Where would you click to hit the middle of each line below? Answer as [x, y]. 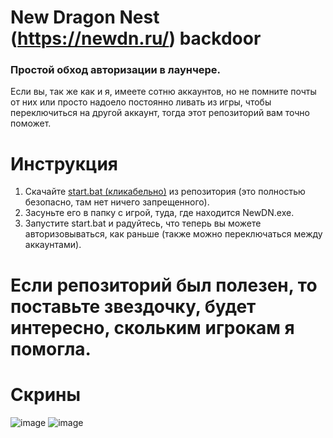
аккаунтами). [53, 245]
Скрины [46, 394]
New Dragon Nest [85, 17]
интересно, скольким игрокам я [152, 327]
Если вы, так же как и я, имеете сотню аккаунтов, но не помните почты [163, 92]
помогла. [51, 348]
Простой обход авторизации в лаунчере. [115, 70]
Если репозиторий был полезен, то [164, 285]
